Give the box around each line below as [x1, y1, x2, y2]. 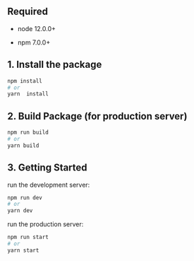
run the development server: [7, 180, 90, 189]
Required [7, 6, 48, 18]
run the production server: [7, 220, 84, 228]
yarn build [7, 141, 40, 149]
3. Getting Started [7, 162, 87, 174]
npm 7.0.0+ [17, 38, 51, 47]
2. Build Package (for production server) [7, 110, 188, 122]
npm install [7, 77, 42, 84]
